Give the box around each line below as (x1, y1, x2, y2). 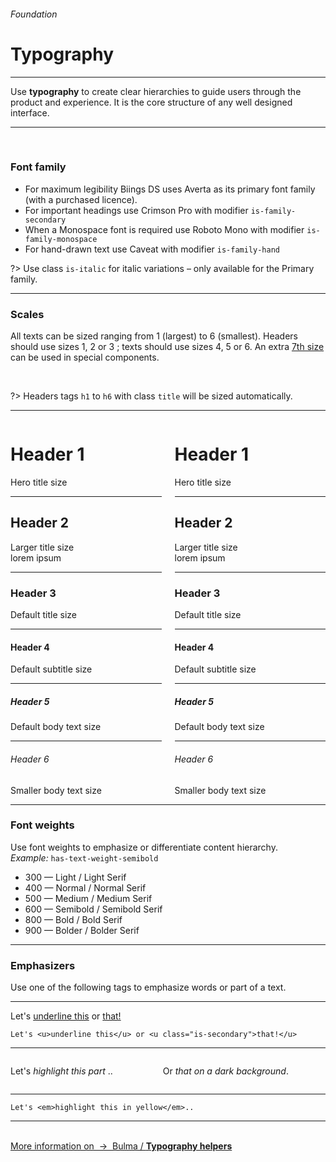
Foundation (10, 8, 58, 20)
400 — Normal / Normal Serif (24, 881, 147, 894)
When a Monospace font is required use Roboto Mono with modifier (24, 223, 305, 235)
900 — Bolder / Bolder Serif (24, 924, 140, 936)
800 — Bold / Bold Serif (24, 913, 123, 925)
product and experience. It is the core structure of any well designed (10, 96, 293, 108)
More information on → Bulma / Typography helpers (10, 1140, 233, 1152)
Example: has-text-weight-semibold (10, 851, 159, 864)
